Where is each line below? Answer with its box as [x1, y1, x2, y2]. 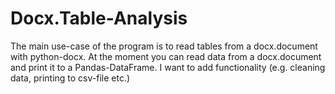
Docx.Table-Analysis [10, 7, 188, 30]
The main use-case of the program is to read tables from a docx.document [10, 40, 318, 52]
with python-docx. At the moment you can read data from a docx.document [10, 50, 322, 62]
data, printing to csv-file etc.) [10, 72, 131, 84]
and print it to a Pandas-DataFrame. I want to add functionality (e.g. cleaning [10, 61, 326, 73]
